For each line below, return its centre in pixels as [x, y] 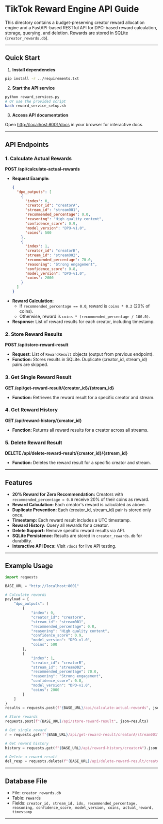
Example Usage [29, 566]
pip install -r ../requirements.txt [42, 78]
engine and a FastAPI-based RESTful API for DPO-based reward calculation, [81, 27]
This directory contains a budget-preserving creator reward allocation [75, 22]
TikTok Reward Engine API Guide [72, 9]
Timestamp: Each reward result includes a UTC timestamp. [71, 520]
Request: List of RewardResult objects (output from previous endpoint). [83, 354]
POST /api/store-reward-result [37, 345]
